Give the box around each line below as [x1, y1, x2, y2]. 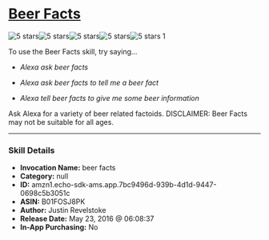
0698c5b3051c [19, 189, 70, 198]
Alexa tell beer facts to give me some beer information [19, 93, 200, 102]
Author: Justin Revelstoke [19, 206, 106, 215]
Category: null [19, 171, 69, 181]
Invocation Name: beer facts [19, 163, 116, 173]
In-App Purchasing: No [19, 222, 98, 232]
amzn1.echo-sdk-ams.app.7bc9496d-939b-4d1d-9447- [31, 180, 217, 190]
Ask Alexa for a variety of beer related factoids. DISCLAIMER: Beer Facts [8, 109, 248, 118]
